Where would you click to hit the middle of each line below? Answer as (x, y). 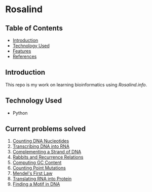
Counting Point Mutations (39, 168)
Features (22, 51)
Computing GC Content (37, 163)
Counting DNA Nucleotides (41, 141)
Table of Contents (34, 28)
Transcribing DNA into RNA (41, 146)
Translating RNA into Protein (42, 179)
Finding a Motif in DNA (36, 184)
